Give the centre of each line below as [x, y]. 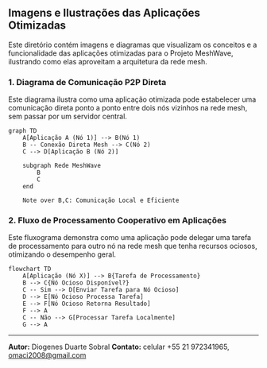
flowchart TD [30, 269]
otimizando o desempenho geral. [62, 254]
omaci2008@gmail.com [47, 355]
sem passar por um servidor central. [68, 116]
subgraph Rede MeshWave [62, 166]
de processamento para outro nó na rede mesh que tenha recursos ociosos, [133, 246]
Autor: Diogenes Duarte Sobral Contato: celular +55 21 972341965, [119, 347]
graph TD [23, 131]
